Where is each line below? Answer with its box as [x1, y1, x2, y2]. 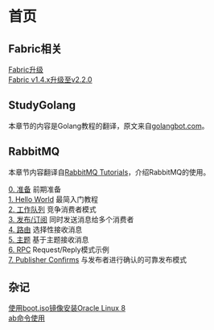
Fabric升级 [8, 65, 44, 74]
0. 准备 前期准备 [8, 184, 62, 194]
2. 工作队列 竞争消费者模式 [8, 204, 97, 214]
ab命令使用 [8, 313, 46, 323]
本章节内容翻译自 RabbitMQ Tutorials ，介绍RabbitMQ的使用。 [8, 167, 211, 177]
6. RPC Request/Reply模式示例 [8, 245, 110, 254]
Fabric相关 [8, 42, 63, 56]
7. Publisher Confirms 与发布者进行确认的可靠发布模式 [8, 254, 187, 264]
